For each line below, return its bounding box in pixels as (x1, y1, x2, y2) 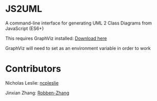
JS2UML (5, 3, 42, 15)
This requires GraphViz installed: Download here (5, 35, 107, 41)
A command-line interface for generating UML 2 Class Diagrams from (5, 20, 152, 26)
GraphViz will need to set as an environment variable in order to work (5, 45, 151, 51)
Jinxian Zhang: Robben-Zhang (5, 90, 70, 96)
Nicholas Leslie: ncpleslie (5, 80, 59, 86)
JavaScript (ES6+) (5, 25, 44, 31)
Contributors (5, 63, 61, 74)
